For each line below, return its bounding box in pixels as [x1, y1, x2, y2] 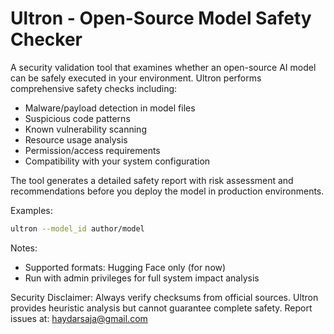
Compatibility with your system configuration [24, 155, 211, 167]
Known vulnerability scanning [24, 123, 147, 135]
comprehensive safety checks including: [10, 82, 178, 94]
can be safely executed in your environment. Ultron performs [10, 72, 262, 84]
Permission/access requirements [24, 144, 161, 156]
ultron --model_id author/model [10, 223, 145, 234]
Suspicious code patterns [24, 112, 131, 124]
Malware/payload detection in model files [24, 102, 196, 114]
